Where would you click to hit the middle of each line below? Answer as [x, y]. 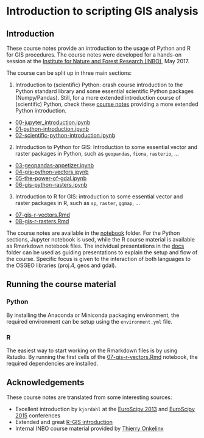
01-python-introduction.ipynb [52, 129]
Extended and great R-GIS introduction [64, 422]
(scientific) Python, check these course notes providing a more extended [107, 104]
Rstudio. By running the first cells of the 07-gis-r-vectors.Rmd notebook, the [102, 356]
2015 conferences [38, 415]
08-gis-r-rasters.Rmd [42, 221]
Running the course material [61, 284]
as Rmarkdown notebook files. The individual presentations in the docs [95, 246]
